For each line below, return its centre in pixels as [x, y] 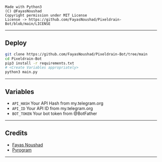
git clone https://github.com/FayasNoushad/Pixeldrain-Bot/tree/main [76, 54]
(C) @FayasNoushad [23, 11]
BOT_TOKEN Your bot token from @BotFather [54, 114]
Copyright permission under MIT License [46, 15]
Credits [16, 133]
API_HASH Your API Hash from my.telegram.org [58, 103]
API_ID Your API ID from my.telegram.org [52, 108]
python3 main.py [21, 72]
